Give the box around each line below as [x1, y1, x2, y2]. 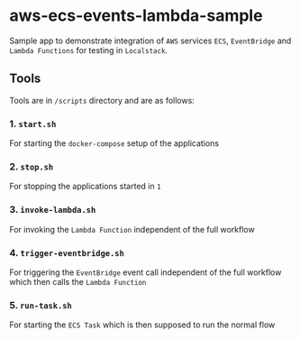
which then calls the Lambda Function [9, 276, 147, 287]
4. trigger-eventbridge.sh [9, 246, 124, 259]
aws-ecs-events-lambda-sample [9, 5, 263, 26]
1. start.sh [9, 117, 57, 130]
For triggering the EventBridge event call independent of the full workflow [9, 267, 282, 278]
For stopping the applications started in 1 [9, 181, 161, 192]
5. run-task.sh [9, 298, 72, 311]
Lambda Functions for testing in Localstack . [9, 44, 168, 55]
